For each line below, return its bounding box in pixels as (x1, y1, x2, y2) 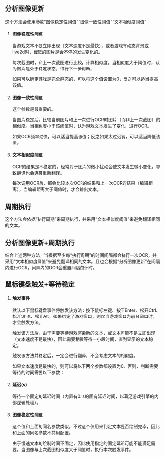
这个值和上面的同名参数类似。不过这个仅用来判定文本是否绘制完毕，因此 (12, 423, 160, 430)
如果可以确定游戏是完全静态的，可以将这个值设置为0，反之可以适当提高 (12, 76, 158, 82)
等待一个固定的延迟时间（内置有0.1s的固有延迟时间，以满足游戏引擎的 (12, 393, 155, 399)
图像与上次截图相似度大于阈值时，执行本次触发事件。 (25, 447, 134, 453)
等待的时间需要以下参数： (12, 369, 65, 375)
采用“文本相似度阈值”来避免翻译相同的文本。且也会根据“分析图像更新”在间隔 (5, 258, 160, 265)
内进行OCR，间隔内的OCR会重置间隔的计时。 (5, 265, 97, 271)
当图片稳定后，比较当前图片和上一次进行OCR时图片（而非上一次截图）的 (12, 117, 161, 123)
